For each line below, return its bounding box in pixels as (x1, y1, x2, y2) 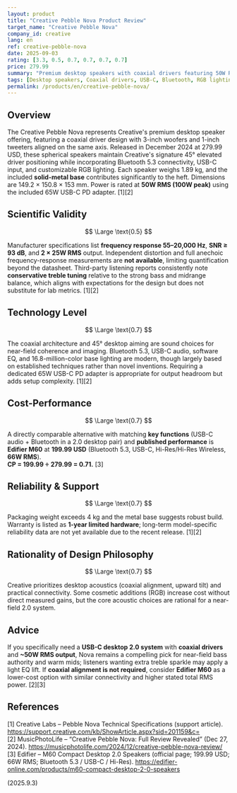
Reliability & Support (7, 480, 99, 492)
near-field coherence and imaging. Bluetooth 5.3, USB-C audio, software (7, 346, 219, 355)
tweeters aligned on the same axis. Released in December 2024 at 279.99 (7, 143, 222, 152)
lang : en (7, 37, 33, 44)
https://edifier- (135, 757, 178, 765)
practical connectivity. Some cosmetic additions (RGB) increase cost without (7, 588, 230, 597)
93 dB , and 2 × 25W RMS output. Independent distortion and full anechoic (7, 249, 224, 257)
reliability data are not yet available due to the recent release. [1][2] (7, 528, 202, 537)
